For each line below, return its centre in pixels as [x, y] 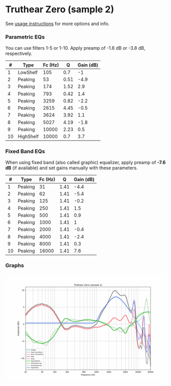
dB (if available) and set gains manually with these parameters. [72, 168]
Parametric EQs [25, 37]
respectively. [19, 54]
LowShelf [28, 72]
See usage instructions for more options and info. [58, 24]
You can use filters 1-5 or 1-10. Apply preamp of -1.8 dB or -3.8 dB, [76, 48]
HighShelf [28, 136]
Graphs [15, 266]
